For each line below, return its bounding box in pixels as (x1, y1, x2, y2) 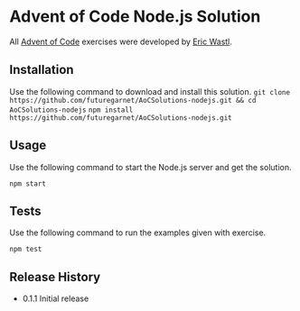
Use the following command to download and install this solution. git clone (9, 86, 291, 96)
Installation (9, 62, 74, 78)
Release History (9, 269, 101, 285)
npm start (9, 178, 47, 188)
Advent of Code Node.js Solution (9, 6, 261, 27)
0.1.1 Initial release (22, 293, 89, 304)
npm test (9, 245, 42, 254)
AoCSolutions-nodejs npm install (9, 105, 134, 114)
